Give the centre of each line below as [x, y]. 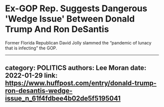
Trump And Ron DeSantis [57, 29]
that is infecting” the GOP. [31, 48]
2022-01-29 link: [31, 75]
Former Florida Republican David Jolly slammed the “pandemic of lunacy [78, 43]
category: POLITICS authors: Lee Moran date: [76, 68]
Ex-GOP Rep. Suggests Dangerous [76, 9]
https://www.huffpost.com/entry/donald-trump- [81, 83]
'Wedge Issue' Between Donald [70, 19]
